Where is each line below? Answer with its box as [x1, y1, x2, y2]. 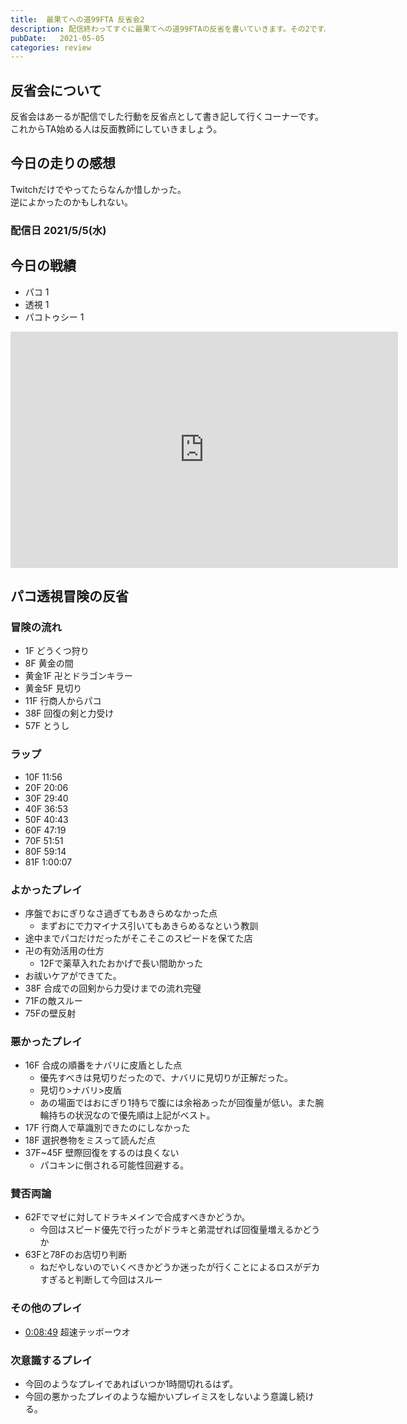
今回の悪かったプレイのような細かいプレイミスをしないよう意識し [24, 1391, 297, 1403]
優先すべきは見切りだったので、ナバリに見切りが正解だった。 [39, 1072, 294, 1084]
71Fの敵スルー [24, 994, 83, 1006]
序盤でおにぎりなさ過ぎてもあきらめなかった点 [24, 907, 218, 919]
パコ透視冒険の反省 [10, 588, 129, 605]
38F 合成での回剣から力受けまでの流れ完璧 [24, 982, 202, 994]
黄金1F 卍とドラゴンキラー [24, 670, 133, 682]
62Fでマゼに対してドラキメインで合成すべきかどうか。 [24, 1211, 251, 1223]
